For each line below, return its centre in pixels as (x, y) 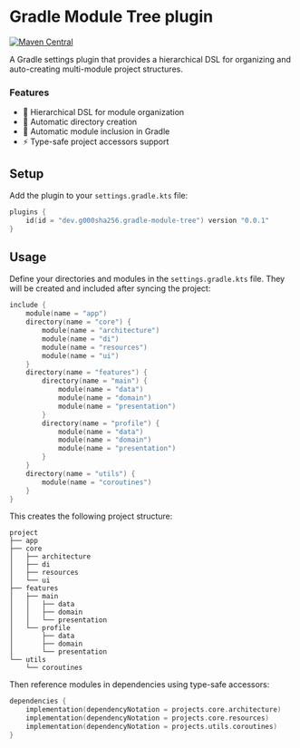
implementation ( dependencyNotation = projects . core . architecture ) (154, 710)
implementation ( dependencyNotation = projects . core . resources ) (148, 718)
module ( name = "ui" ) (81, 355)
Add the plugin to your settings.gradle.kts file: (99, 196)
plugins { (28, 212)
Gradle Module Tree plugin (111, 17)
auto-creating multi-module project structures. (96, 69)
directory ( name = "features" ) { (87, 373)
